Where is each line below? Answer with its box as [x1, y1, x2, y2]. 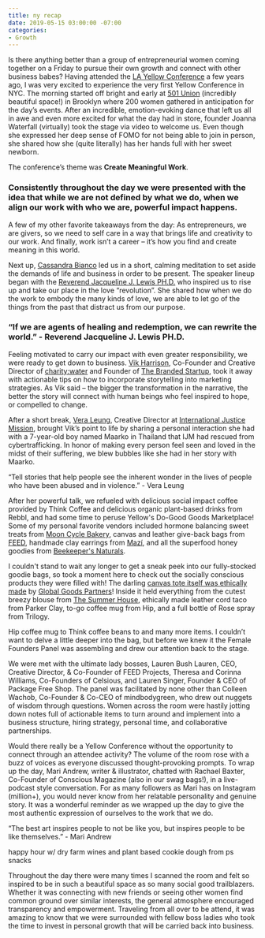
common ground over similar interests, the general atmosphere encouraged [8, 895, 255, 905]
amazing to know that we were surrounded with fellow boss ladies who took [8, 912, 255, 922]
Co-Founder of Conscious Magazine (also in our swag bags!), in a [8, 774, 222, 784]
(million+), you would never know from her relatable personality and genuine [8, 791, 257, 801]
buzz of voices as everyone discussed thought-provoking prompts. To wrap [8, 757, 255, 767]
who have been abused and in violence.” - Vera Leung [8, 480, 185, 489]
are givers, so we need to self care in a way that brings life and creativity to [8, 228, 252, 237]
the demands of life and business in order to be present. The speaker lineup [8, 269, 255, 278]
